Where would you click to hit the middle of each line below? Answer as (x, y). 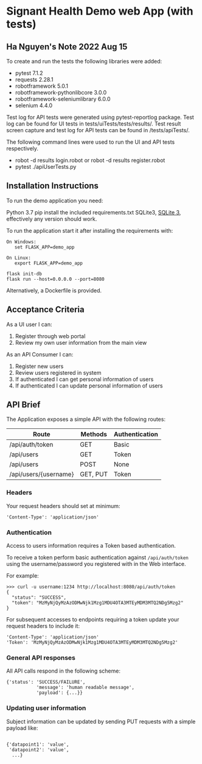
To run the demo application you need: (55, 200)
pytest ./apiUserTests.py (46, 167)
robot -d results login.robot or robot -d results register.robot (90, 160)
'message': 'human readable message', (85, 688)
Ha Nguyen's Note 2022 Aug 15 (67, 47)
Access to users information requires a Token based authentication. (91, 546)
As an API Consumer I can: (40, 354)
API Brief (23, 405)
